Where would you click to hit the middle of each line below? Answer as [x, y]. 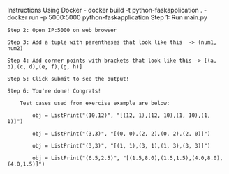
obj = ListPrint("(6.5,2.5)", [76, 158]
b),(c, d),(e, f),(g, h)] [45, 67]
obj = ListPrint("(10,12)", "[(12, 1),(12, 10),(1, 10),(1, [121, 116]
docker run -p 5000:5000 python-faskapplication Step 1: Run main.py [107, 17]
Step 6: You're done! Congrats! [54, 91]
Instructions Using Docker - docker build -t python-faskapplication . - [107, 10]
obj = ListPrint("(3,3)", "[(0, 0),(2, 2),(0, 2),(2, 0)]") [121, 134]
